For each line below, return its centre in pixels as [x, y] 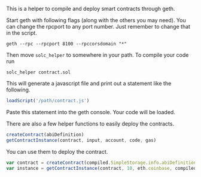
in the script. [22, 33]
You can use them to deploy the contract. [57, 151]
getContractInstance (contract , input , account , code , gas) [81, 140]
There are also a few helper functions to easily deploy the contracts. [90, 123]
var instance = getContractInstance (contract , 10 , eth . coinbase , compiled [101, 168]
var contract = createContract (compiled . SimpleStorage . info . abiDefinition [101, 163]
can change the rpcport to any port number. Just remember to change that [98, 27]
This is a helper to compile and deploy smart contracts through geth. [91, 9]
